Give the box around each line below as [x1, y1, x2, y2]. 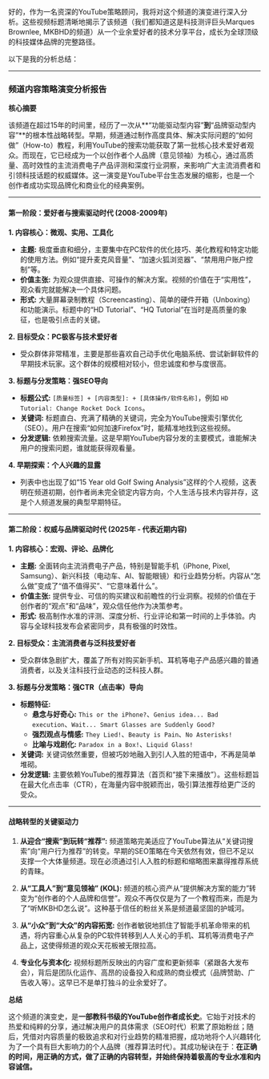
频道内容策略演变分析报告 [8, 83, 107, 95]
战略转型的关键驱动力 [8, 817, 78, 826]
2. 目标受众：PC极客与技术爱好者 [8, 331, 118, 341]
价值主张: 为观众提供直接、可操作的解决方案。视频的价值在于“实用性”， [19, 274, 255, 284]
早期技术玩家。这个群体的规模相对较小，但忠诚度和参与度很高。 [19, 359, 231, 368]
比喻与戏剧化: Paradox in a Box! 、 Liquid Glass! [31, 739, 194, 748]
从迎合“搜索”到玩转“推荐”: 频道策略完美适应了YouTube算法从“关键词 [19, 836, 247, 846]
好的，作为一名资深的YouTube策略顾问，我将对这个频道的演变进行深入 [8, 7, 241, 16]
